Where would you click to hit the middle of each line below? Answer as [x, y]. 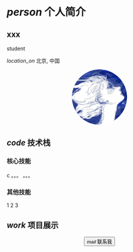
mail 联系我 [99, 242]
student [16, 49]
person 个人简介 [46, 12]
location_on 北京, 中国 [34, 61]
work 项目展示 [33, 225]
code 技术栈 [29, 143]
